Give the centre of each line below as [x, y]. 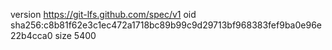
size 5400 [75, 35]
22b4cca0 [31, 35]
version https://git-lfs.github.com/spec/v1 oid [103, 14]
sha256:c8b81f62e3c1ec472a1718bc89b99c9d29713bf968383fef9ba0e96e [166, 25]
